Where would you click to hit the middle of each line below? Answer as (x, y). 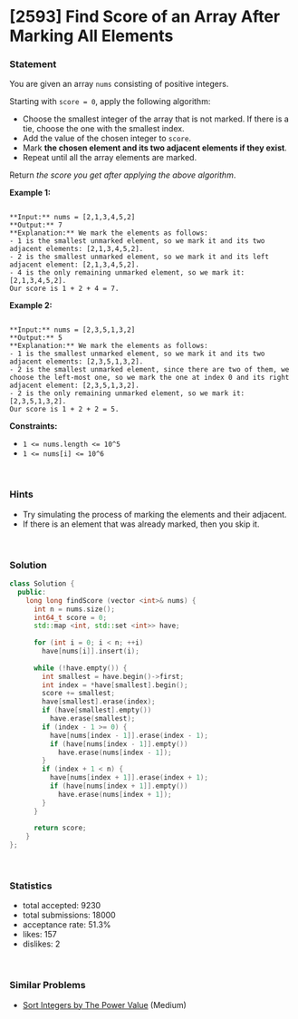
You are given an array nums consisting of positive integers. (119, 84)
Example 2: (31, 306)
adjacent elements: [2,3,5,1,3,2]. (77, 362)
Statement (33, 64)
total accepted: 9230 (62, 906)
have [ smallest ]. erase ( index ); (99, 702)
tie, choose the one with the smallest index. (103, 129)
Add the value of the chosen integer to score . (107, 139)
